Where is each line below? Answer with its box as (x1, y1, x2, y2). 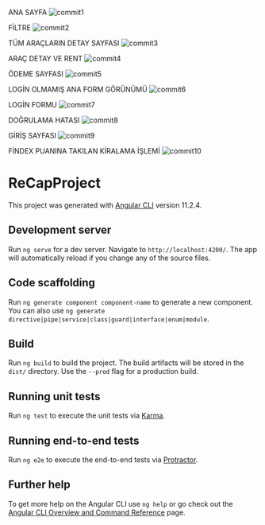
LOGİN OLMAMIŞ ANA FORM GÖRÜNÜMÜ (8, 84, 148, 94)
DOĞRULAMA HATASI (8, 115, 80, 125)
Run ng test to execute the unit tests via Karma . (8, 410, 165, 421)
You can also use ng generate (8, 305, 106, 315)
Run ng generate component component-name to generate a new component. (8, 297, 254, 306)
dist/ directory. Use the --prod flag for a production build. (8, 367, 198, 376)
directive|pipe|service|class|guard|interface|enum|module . (8, 314, 209, 324)
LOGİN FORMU (8, 100, 57, 109)
